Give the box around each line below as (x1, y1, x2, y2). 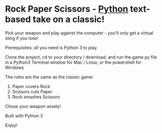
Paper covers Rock (12, 83, 50, 89)
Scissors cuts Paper (12, 89, 53, 94)
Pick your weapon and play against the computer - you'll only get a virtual (5, 30, 154, 36)
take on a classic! (32, 14, 105, 25)
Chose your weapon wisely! (5, 103, 61, 109)
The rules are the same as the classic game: (5, 74, 94, 80)
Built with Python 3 (5, 112, 43, 118)
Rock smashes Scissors (12, 94, 60, 100)
